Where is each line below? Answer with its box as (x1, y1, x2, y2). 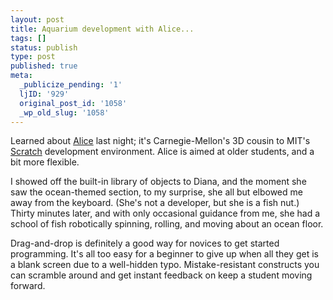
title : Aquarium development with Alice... (10, 24, 195, 34)
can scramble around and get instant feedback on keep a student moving (10, 269, 313, 281)
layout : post (10, 14, 65, 25)
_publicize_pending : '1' (19, 80, 123, 90)
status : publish (10, 42, 78, 53)
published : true (10, 61, 78, 71)
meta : (10, 71, 33, 81)
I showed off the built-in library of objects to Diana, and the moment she (10, 176, 307, 188)
